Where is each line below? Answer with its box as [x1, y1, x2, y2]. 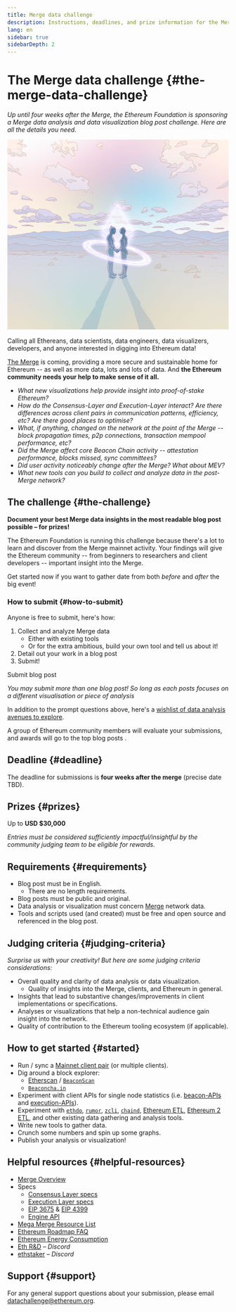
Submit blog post [7, 670, 57, 679]
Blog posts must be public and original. [17, 895, 131, 903]
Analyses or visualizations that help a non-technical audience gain [17, 1007, 209, 1016]
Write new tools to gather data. [17, 1121, 107, 1129]
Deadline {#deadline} [7, 754, 103, 767]
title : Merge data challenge [7, 11, 93, 18]
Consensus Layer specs [27, 1190, 98, 1198]
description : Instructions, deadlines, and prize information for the [7, 18, 218, 26]
